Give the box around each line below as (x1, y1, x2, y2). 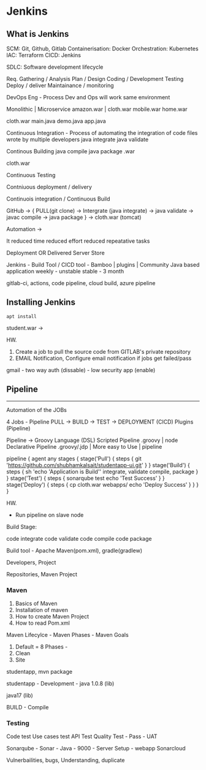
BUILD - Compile (6, 703, 49, 711)
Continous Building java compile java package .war (6, 148, 135, 154)
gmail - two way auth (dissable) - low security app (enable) (6, 366, 156, 373)
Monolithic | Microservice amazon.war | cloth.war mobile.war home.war (6, 105, 188, 113)
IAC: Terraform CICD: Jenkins (6, 51, 82, 59)
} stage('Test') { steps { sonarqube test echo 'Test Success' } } (6, 474, 166, 482)
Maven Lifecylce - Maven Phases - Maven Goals (6, 631, 129, 638)
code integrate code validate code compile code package (6, 535, 152, 542)
